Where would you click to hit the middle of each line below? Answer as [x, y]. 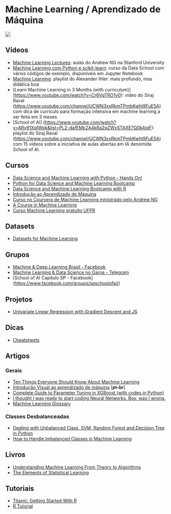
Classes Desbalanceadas [37, 416]
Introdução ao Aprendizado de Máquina [54, 194]
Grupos [17, 255]
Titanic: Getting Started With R [45, 501]
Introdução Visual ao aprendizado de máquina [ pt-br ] [69, 387]
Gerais [14, 370]
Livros [15, 455]
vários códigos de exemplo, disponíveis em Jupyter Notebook [78, 73]
